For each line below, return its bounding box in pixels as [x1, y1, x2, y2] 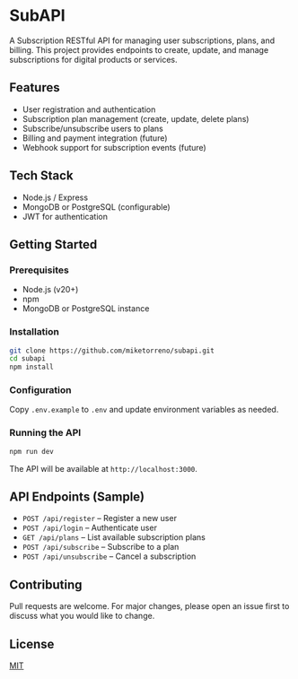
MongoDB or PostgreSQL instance [22, 303, 150, 314]
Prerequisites [9, 264, 69, 276]
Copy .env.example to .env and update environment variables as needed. [9, 405, 279, 415]
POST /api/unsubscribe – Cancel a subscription [22, 551, 197, 561]
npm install [9, 362, 54, 372]
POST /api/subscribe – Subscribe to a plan [22, 542, 180, 553]
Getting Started [9, 237, 98, 252]
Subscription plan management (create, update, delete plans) [22, 113, 250, 124]
